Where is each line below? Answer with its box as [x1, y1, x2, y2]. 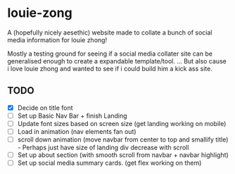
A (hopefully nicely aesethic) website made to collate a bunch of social [7, 28, 212, 37]
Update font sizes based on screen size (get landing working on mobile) [17, 119, 227, 128]
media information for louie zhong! [7, 35, 108, 44]
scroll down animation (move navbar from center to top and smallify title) [17, 135, 229, 144]
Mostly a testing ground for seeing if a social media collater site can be [7, 49, 213, 58]
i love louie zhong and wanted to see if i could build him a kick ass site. [7, 64, 212, 73]
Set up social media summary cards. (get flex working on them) [17, 159, 202, 167]
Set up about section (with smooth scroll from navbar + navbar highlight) [17, 151, 229, 159]
